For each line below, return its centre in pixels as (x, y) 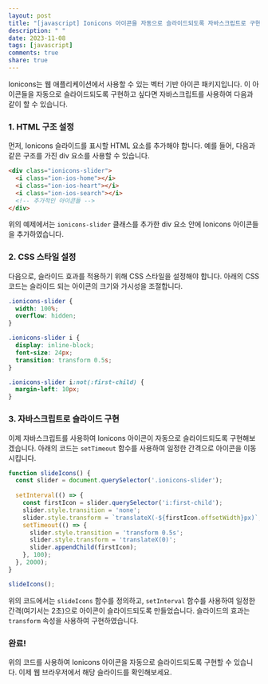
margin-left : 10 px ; (48, 390)
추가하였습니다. (40, 234)
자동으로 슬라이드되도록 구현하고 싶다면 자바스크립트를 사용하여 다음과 (144, 94)
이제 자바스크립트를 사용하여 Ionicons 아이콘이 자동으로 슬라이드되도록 (118, 438)
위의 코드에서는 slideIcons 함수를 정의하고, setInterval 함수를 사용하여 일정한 (132, 600)
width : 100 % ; (37, 309)
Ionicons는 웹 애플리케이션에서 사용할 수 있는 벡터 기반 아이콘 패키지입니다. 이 (130, 84)
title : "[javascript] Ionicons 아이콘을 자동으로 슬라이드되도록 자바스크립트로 (127, 23)
